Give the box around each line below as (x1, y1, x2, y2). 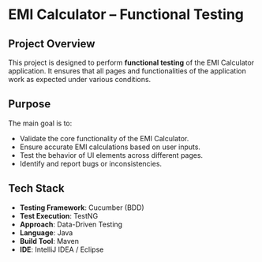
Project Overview (8, 37, 95, 51)
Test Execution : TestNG (19, 211, 99, 220)
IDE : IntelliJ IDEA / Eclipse (19, 245, 104, 254)
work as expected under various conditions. (8, 75, 152, 84)
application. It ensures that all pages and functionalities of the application (8, 66, 246, 76)
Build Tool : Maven (19, 236, 80, 245)
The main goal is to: (8, 118, 73, 128)
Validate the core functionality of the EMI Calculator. (19, 133, 189, 143)
